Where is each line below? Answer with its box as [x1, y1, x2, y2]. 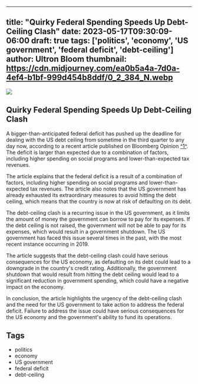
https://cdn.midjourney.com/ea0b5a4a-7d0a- [6, 63, 180, 74]
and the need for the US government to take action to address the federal [6, 301, 184, 308]
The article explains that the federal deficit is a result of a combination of [6, 172, 183, 180]
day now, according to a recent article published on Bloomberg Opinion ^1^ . [6, 142, 189, 149]
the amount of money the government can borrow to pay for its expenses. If [6, 215, 190, 222]
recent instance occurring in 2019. [6, 240, 90, 248]
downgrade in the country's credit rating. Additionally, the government [6, 264, 177, 271]
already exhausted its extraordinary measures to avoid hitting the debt [6, 191, 177, 198]
